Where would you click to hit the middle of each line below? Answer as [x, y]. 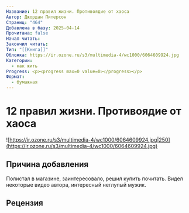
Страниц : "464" [25, 22]
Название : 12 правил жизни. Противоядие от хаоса [68, 11]
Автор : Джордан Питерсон [36, 17]
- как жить [25, 66]
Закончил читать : [27, 44]
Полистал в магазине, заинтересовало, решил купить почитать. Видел [94, 178]
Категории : [19, 60]
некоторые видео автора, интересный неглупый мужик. [76, 184]
